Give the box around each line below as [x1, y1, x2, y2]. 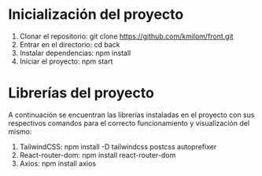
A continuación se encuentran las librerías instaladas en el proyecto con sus [8, 110, 255, 119]
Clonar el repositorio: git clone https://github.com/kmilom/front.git [19, 31, 234, 41]
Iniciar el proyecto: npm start [19, 57, 113, 66]
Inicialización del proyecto [8, 5, 184, 24]
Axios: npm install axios [19, 159, 97, 168]
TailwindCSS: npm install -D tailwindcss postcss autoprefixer [19, 141, 217, 151]
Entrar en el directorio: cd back [19, 39, 120, 49]
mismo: [8, 126, 32, 136]
